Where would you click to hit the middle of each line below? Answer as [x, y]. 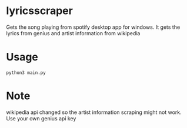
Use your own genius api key [41, 118]
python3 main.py [26, 73]
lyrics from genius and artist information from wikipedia [73, 33]
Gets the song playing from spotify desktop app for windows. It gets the [93, 27]
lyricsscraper [40, 11]
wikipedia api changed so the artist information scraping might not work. [94, 112]
